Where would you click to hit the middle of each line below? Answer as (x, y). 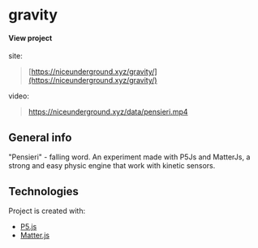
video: (19, 96)
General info (40, 137)
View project (30, 37)
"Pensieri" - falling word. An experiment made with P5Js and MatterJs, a (129, 157)
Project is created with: (47, 211)
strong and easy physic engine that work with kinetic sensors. (112, 166)
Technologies (44, 191)
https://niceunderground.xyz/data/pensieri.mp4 (108, 112)
